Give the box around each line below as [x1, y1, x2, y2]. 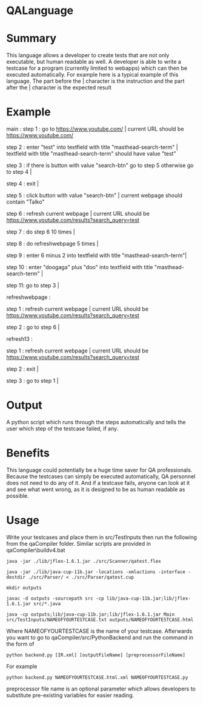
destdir [6, 574, 26, 580]
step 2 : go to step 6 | [6, 323, 60, 331]
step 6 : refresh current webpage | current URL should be [6, 210, 150, 218]
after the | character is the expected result [6, 84, 112, 91]
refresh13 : [6, 335, 33, 343]
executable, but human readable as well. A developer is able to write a [6, 58, 182, 66]
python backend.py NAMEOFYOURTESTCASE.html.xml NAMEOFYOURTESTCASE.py [6, 674, 188, 681]
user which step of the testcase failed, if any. [6, 425, 119, 432]
